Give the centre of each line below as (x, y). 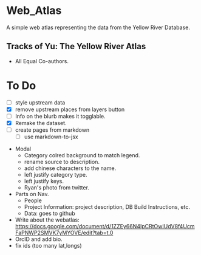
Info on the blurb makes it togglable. (60, 116)
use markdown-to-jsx (51, 137)
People (33, 200)
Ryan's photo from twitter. (57, 188)
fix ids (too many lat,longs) (48, 246)
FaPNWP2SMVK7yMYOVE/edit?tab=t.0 (64, 233)
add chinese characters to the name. (70, 168)
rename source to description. (62, 162)
